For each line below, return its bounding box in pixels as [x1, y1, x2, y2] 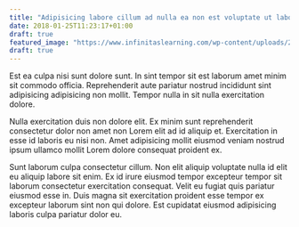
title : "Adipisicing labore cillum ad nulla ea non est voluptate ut [9, 12, 273, 22]
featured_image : [9, 37, 69, 47]
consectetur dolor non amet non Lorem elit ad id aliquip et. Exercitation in [9, 126, 279, 136]
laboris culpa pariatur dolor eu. [9, 209, 123, 220]
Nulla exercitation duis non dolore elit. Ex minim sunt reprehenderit [9, 117, 254, 127]
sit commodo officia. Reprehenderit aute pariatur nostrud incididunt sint [9, 80, 271, 91]
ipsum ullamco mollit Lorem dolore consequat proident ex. [9, 144, 222, 156]
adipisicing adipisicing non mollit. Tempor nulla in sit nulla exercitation [9, 90, 265, 101]
